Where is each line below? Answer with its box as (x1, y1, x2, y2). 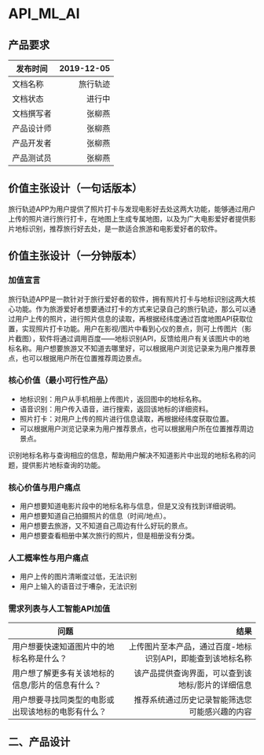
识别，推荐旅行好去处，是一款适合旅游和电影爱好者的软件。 (28, 224, 222, 233)
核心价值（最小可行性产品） (8, 375, 113, 386)
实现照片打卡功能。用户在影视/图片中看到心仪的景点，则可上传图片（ (21, 324, 245, 333)
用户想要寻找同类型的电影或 (12, 694, 115, 705)
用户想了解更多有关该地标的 (12, 668, 115, 679)
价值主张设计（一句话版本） (8, 182, 143, 195)
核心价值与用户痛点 (8, 482, 81, 493)
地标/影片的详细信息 (178, 679, 252, 690)
